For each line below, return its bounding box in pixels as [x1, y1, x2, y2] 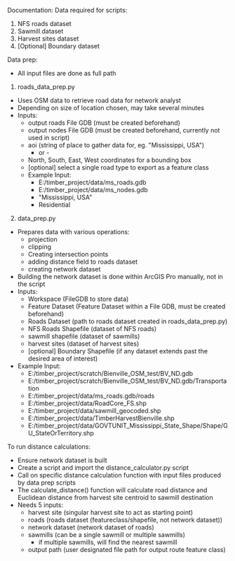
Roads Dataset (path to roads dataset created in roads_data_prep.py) [27, 317, 228, 325]
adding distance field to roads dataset [27, 257, 138, 266]
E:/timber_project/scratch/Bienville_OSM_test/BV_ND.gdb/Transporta [27, 377, 227, 385]
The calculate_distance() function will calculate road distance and [17, 486, 208, 494]
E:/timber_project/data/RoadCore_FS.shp [27, 399, 147, 407]
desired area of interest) [27, 354, 98, 363]
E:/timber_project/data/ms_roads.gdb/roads [27, 392, 155, 400]
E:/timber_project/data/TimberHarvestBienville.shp [27, 414, 175, 422]
